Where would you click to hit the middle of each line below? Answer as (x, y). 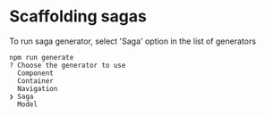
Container (35, 81)
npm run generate (42, 57)
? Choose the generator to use (68, 65)
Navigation (38, 88)
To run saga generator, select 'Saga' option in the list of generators (133, 41)
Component (35, 73)
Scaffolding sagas (78, 17)
